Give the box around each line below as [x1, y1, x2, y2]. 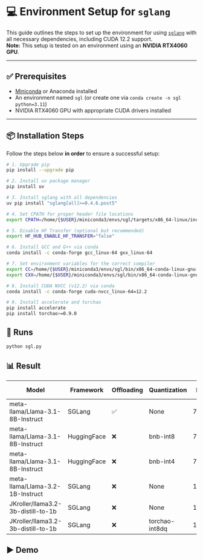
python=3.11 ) [14, 100, 47, 108]
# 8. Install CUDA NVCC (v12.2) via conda [6, 282, 115, 289]
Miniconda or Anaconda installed [14, 87, 98, 94]
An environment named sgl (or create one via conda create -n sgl [14, 94, 181, 101]
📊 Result [6, 361, 41, 371]
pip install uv [6, 184, 45, 190]
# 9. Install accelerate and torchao [6, 299, 101, 305]
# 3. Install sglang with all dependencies [6, 195, 118, 201]
